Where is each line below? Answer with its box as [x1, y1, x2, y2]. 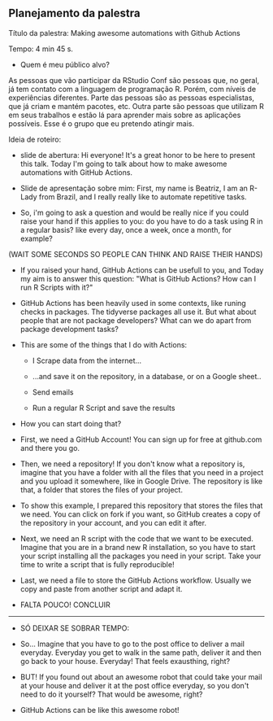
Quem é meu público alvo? [19, 59, 110, 69]
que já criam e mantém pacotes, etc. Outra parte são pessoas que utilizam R [8, 101, 264, 111]
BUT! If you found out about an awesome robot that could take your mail [19, 671, 262, 682]
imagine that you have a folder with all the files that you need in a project [19, 467, 264, 477]
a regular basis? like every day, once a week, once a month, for [19, 225, 232, 234]
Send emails [32, 387, 74, 397]
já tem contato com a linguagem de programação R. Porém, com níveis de [8, 84, 257, 94]
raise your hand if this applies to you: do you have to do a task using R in [19, 216, 263, 226]
